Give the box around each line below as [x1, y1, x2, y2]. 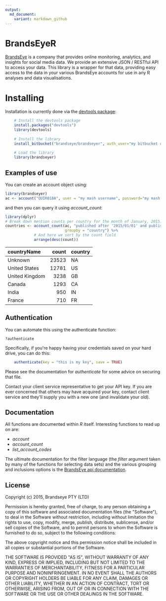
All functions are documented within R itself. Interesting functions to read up [5, 421, 160, 427]
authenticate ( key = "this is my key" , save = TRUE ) [14, 360, 123, 364]
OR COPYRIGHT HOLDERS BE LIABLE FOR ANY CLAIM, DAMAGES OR [5, 575, 148, 581]
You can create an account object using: [5, 181, 87, 188]
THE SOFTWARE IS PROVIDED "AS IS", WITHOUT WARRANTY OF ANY [5, 554, 149, 561]
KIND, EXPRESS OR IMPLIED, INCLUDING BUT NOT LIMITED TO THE [5, 560, 145, 565]
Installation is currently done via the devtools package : [5, 109, 117, 115]
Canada [7, 280, 26, 287]
